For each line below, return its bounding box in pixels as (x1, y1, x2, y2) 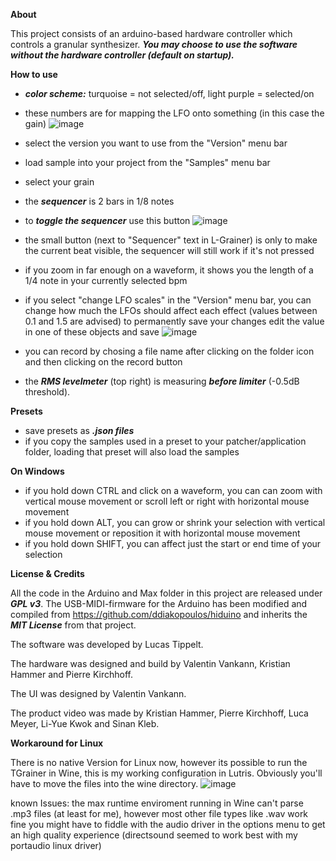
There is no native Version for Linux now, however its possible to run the (10, 757, 308, 768)
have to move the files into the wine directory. (10, 778, 199, 789)
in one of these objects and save (24, 326, 160, 338)
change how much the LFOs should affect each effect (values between (24, 305, 318, 316)
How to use (10, 69, 58, 80)
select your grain (24, 176, 95, 188)
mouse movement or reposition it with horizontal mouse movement (24, 527, 301, 539)
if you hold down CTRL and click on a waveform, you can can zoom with (24, 485, 323, 496)
